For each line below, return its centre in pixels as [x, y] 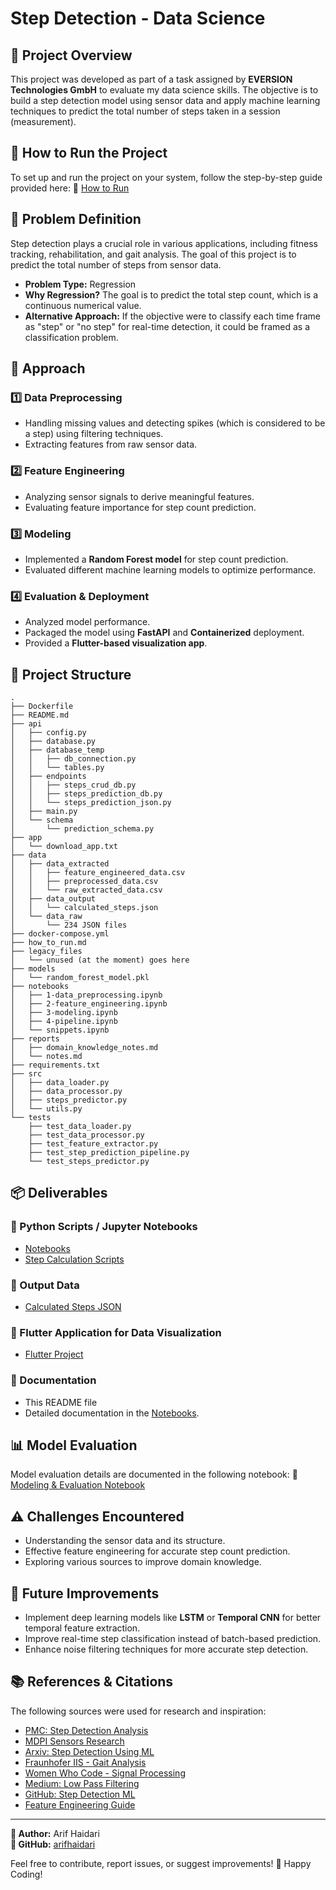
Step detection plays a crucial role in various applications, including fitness [164, 243]
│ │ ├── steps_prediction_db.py [86, 794]
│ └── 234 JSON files [69, 925]
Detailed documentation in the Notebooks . [112, 1413]
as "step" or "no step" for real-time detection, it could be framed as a [167, 326]
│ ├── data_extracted [60, 864]
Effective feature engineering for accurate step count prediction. [157, 1551]
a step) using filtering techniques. [94, 434]
